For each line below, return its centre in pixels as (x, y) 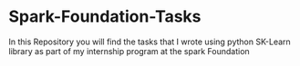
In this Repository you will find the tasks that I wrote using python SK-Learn (150, 42)
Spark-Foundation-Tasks (105, 17)
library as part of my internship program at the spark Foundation (129, 51)
